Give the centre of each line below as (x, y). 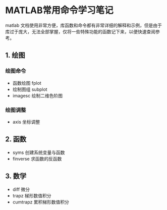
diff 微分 (21, 189)
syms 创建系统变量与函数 (39, 152)
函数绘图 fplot (27, 83)
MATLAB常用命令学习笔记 (59, 10)
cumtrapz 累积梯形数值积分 (41, 202)
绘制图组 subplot (30, 89)
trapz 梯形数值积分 (32, 195)
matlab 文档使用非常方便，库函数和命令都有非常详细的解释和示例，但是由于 (84, 25)
